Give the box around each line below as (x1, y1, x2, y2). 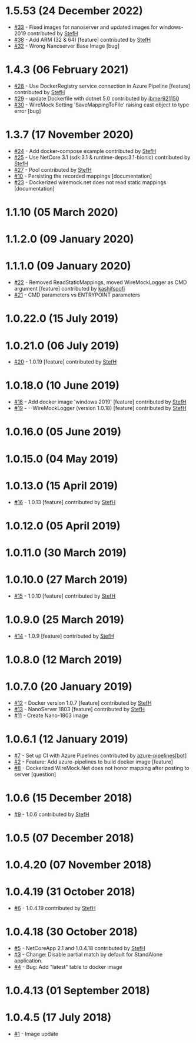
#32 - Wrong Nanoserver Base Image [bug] (14, 42, 120, 49)
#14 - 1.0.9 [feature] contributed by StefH (14, 632, 114, 639)
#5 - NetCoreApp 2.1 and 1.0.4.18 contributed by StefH (14, 945, 145, 951)
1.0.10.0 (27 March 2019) (5, 573, 128, 587)
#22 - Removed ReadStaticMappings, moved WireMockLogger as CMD (14, 279, 187, 286)
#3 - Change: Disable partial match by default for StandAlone (14, 951, 163, 958)
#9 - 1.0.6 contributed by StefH (14, 811, 89, 818)
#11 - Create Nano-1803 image (14, 712, 88, 719)
